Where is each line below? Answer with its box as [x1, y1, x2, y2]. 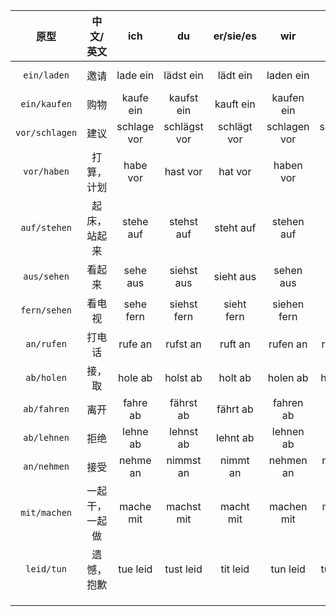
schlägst [163, 120, 204, 133]
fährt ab [216, 402, 254, 416]
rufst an [165, 337, 202, 351]
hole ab [118, 371, 153, 384]
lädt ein [217, 69, 253, 82]
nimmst [166, 454, 202, 467]
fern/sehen [20, 305, 73, 316]
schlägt [217, 120, 253, 133]
